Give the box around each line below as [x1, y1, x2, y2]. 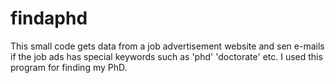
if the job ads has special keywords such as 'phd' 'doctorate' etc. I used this [10, 50, 323, 62]
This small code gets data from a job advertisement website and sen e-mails [10, 40, 325, 52]
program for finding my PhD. [10, 61, 128, 73]
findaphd [10, 7, 88, 30]
